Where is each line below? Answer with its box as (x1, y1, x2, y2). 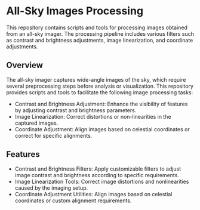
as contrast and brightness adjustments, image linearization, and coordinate (6, 36, 193, 44)
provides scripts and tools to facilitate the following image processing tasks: (6, 88, 193, 96)
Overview (6, 60, 44, 70)
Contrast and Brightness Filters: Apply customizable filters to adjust (14, 165, 181, 172)
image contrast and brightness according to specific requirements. (14, 171, 179, 178)
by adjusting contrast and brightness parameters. (14, 106, 137, 114)
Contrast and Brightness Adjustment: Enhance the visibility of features (14, 100, 188, 107)
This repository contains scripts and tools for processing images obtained (6, 24, 188, 31)
